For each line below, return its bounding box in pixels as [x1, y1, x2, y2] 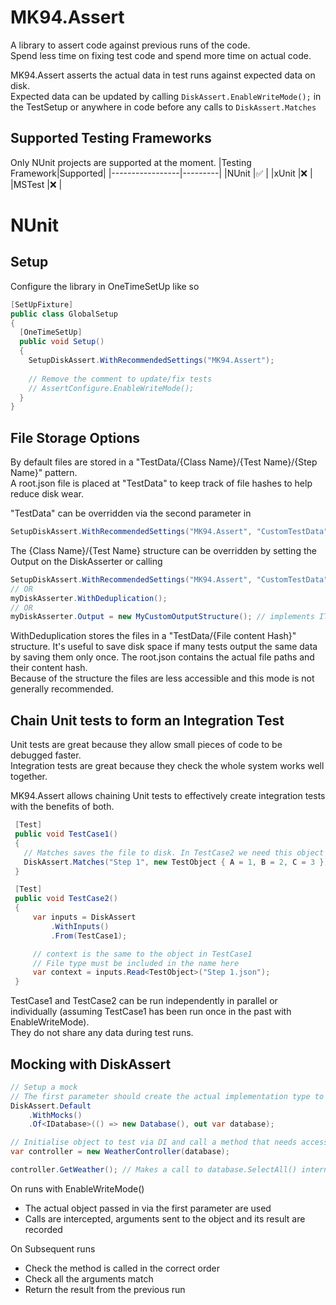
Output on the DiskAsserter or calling [10, 555, 163, 567]
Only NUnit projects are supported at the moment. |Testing [10, 156, 252, 168]
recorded [24, 1223, 63, 1235]
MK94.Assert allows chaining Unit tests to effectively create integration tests [10, 790, 326, 802]
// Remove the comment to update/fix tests [28, 374, 213, 384]
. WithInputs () [50, 921, 110, 931]
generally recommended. [10, 683, 114, 695]
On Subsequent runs [10, 1242, 96, 1255]
